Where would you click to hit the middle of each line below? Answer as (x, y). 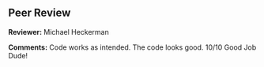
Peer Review (40, 13)
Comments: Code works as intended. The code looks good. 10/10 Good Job (132, 47)
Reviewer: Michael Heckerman (58, 32)
